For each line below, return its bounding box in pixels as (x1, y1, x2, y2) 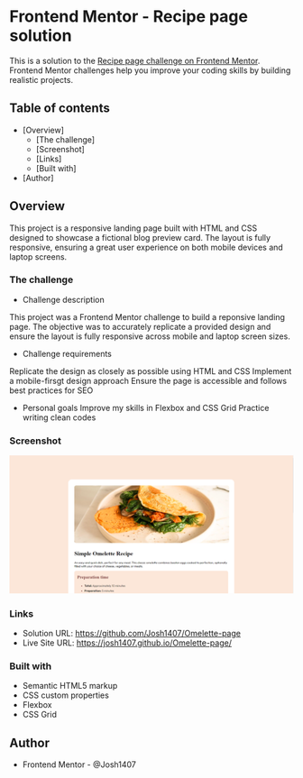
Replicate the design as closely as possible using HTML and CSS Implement (9, 365, 292, 376)
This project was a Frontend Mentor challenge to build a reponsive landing (9, 311, 286, 322)
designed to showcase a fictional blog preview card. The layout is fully (9, 232, 271, 243)
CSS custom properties (22, 690, 110, 700)
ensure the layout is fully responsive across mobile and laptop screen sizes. (9, 331, 290, 342)
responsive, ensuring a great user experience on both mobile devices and (9, 242, 284, 252)
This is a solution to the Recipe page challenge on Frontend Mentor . (9, 55, 261, 66)
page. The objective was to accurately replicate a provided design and (9, 321, 271, 332)
